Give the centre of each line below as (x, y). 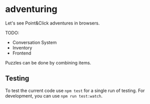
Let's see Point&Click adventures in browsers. (52, 23)
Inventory (22, 47)
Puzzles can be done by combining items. (48, 62)
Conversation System (34, 42)
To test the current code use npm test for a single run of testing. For (75, 90)
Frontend (22, 53)
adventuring (31, 9)
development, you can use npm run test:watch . (54, 95)
